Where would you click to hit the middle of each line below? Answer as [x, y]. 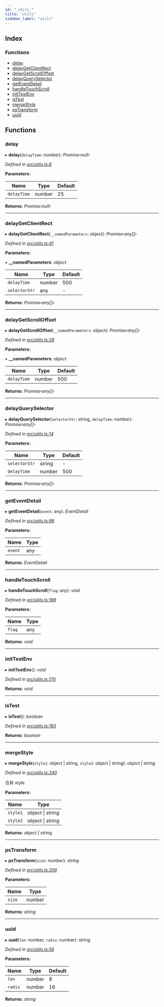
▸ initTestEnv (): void [26, 670]
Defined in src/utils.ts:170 [31, 679]
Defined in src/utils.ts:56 [30, 949]
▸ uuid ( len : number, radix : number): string [48, 940]
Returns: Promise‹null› [28, 206]
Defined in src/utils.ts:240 [31, 773]
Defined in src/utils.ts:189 [31, 600]
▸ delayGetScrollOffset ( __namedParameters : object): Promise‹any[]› [72, 331]
